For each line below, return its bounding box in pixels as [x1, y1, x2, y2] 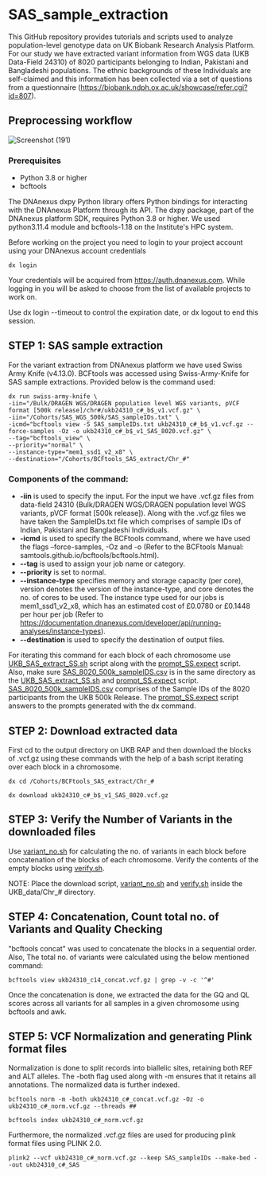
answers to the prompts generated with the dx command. [8, 701, 196, 710]
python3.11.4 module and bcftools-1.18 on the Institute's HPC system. [8, 223, 234, 232]
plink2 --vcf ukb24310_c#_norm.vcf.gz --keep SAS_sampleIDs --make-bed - [8, 1154, 258, 1162]
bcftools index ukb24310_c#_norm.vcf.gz [8, 1117, 145, 1125]
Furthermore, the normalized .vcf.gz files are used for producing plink [8, 1130, 236, 1140]
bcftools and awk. [8, 1007, 67, 1016]
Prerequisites [8, 155, 61, 166]
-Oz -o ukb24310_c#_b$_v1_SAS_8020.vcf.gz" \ [58, 427, 212, 435]
